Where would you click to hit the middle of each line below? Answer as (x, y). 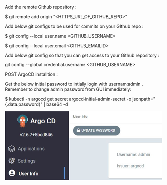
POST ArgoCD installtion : (32, 74)
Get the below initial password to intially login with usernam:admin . (74, 84)
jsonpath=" (144, 99)
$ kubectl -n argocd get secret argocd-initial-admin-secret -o (68, 99)
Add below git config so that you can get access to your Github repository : (82, 55)
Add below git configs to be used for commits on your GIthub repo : (74, 26)
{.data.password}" (24, 104)
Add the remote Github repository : (41, 7)
